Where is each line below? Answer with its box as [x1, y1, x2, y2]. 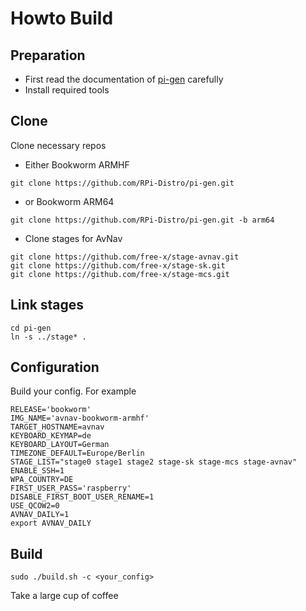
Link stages [10, 297, 85, 314]
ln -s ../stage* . [10, 332, 87, 342]
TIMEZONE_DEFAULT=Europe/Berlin [10, 448, 145, 459]
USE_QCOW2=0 [10, 501, 60, 511]
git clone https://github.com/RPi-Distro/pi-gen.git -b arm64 [10, 215, 275, 225]
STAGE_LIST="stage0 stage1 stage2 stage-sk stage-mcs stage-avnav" [10, 457, 298, 467]
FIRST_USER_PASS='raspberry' [10, 483, 132, 494]
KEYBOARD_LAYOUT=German [10, 440, 110, 450]
